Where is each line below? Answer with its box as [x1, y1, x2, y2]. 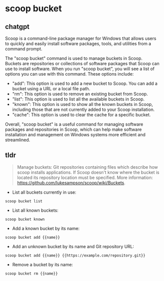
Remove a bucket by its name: [12, 261, 73, 267]
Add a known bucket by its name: [12, 225, 80, 231]
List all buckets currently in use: [12, 189, 77, 195]
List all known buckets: [12, 207, 59, 213]
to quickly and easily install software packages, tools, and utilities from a [5, 41, 151, 47]
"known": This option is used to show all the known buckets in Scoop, [12, 102, 153, 107]
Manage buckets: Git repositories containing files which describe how [17, 164, 158, 170]
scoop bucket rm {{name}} [5, 271, 58, 276]
